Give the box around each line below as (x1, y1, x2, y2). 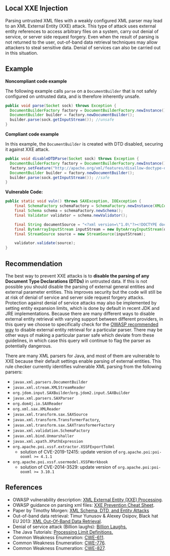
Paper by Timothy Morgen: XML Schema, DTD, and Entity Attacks (12, 507, 149, 513)
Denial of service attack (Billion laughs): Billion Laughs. (12, 524, 127, 530)
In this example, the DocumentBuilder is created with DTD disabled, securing (5, 141, 163, 147)
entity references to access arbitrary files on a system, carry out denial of (5, 28, 159, 34)
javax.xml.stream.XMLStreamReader (12, 385, 86, 390)
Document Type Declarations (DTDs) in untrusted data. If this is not (5, 278, 148, 284)
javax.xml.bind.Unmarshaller (12, 433, 74, 438)
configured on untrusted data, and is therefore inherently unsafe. (5, 93, 141, 99)
